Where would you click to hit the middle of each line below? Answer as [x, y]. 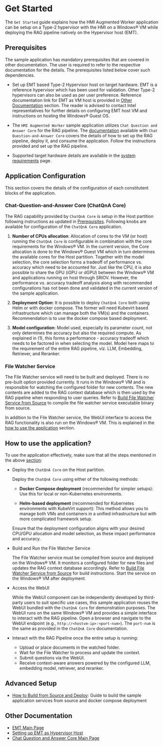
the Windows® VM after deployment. [49, 578]
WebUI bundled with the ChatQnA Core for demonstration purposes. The [84, 607]
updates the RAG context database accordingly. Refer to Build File [78, 568]
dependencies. [20, 75]
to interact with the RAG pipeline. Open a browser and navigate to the [81, 618]
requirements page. [32, 160]
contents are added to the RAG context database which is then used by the [80, 393]
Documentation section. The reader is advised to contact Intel [74, 105]
